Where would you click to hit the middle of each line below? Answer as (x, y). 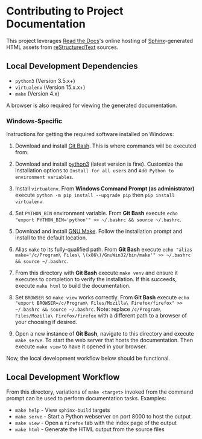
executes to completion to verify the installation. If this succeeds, (96, 279)
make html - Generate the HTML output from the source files (90, 429)
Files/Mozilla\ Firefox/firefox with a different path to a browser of (101, 316)
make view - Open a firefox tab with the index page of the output (96, 423)
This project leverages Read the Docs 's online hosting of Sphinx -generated (100, 41)
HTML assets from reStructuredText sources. (62, 47)
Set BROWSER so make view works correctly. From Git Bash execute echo (102, 298)
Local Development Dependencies (72, 66)
